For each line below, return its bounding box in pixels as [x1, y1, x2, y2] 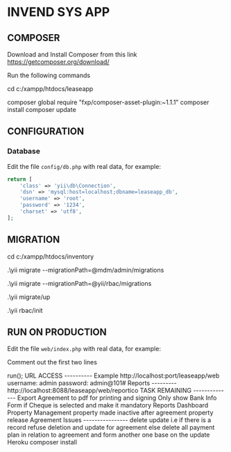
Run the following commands [7, 71, 91, 79]
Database [7, 147, 40, 156]
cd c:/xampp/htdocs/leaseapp [7, 85, 94, 92]
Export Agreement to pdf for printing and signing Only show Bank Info [17, 394, 217, 402]
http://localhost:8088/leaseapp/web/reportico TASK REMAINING [7, 387, 192, 395]
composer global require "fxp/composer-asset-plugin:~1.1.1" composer [7, 98, 209, 106]
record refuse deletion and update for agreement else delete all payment [7, 423, 215, 432]
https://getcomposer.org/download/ [7, 58, 110, 66]
